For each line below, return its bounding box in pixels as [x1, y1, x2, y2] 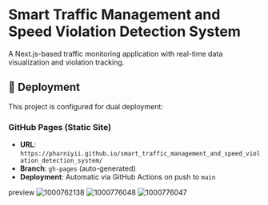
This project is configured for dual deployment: [8, 101, 164, 111]
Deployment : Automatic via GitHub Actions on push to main [19, 172, 216, 182]
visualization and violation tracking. [8, 57, 125, 67]
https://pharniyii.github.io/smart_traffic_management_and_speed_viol [19, 150, 261, 158]
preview [8, 187, 35, 197]
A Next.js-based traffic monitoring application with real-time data [8, 49, 223, 58]
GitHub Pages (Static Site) [8, 121, 112, 132]
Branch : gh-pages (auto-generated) [19, 164, 136, 173]
